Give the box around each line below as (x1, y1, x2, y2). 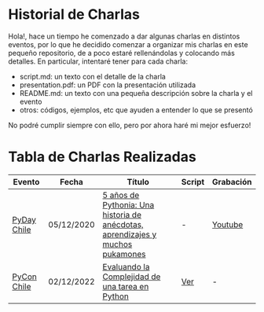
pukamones (102, 248, 146, 259)
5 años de (102, 189, 140, 200)
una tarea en (102, 281, 149, 292)
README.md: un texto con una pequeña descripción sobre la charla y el (19, 88, 253, 97)
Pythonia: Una (102, 199, 155, 210)
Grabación (211, 176, 252, 187)
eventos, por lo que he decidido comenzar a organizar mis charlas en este (8, 39, 249, 49)
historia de (102, 209, 141, 220)
